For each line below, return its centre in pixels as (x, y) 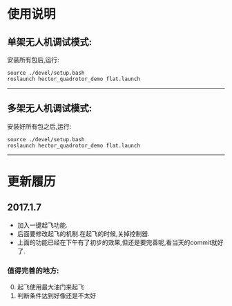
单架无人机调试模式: (50, 42)
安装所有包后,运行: (33, 60)
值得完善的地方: (33, 271)
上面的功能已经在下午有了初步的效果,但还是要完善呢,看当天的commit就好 (120, 242)
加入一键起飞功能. (42, 225)
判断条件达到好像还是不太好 (57, 296)
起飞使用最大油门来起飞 (50, 287)
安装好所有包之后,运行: (39, 126)
